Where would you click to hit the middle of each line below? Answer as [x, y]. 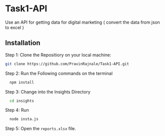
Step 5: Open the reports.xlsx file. [41, 129]
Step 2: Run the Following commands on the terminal [59, 73]
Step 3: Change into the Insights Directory [48, 92]
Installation [23, 43]
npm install [22, 82]
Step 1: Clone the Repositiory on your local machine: [58, 55]
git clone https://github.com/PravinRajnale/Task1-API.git [67, 64]
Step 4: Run [17, 110]
